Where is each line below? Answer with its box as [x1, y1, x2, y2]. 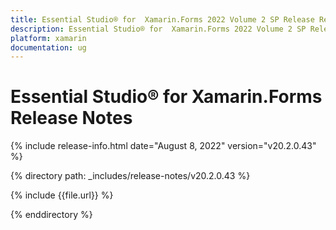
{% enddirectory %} [10, 209, 93, 221]
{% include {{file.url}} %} [10, 189, 114, 201]
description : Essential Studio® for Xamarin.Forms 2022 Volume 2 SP [10, 24, 307, 34]
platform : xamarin [10, 33, 87, 43]
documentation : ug [10, 42, 87, 53]
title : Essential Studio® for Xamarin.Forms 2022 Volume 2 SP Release [10, 14, 315, 25]
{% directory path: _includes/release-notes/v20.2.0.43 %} [10, 170, 251, 182]
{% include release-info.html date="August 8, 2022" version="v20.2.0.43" [10, 140, 317, 152]
